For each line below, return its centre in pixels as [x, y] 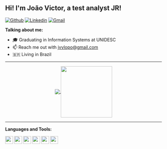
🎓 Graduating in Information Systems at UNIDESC [64, 40]
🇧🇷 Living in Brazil [32, 54]
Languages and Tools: [29, 129]
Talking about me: [24, 30]
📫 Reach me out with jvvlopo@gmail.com [55, 47]
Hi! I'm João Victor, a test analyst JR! [63, 8]
